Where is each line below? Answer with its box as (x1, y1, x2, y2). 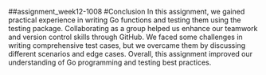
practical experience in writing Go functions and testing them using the (8, 15, 241, 25)
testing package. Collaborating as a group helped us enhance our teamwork (8, 24, 258, 33)
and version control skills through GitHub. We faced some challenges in (8, 32, 243, 41)
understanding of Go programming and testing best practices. (8, 57, 212, 67)
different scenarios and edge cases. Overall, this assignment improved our (8, 49, 253, 58)
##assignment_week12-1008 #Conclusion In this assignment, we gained (8, 7, 245, 16)
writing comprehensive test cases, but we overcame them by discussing (8, 41, 245, 50)
